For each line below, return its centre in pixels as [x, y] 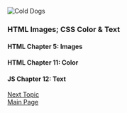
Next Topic [23, 95]
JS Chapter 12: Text [37, 79]
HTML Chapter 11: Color [43, 63]
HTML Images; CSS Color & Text [64, 29]
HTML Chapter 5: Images [45, 46]
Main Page [23, 102]
